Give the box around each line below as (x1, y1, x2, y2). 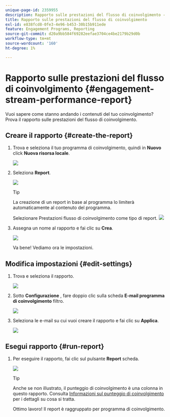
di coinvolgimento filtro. (12, 298, 64, 304)
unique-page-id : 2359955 (5, 7, 58, 13)
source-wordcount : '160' (5, 41, 58, 46)
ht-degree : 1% (5, 46, 36, 51)
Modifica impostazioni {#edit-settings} (5, 259, 133, 268)
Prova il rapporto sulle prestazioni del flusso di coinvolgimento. (5, 116, 138, 122)
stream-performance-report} (5, 94, 133, 106)
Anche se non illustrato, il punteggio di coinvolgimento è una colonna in (12, 385, 163, 391)
